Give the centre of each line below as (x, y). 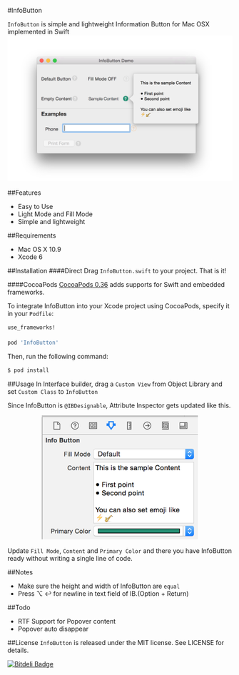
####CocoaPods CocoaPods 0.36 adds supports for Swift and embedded (116, 285)
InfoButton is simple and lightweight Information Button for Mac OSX (108, 24)
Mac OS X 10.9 (40, 250)
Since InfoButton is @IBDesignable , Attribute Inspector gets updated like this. (119, 405)
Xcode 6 (30, 257)
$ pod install (29, 370)
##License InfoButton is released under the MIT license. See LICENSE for (116, 643)
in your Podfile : (31, 314)
